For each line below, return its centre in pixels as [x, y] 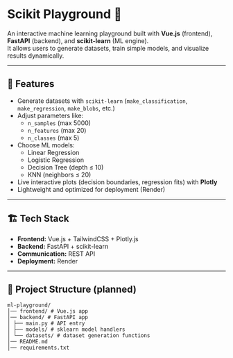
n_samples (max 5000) [59, 123]
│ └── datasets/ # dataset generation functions [79, 336]
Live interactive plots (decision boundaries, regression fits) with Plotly [117, 182]
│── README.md [28, 342]
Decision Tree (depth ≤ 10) [66, 167]
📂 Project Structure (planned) [72, 289]
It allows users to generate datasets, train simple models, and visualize [108, 48]
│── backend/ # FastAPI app [48, 318]
